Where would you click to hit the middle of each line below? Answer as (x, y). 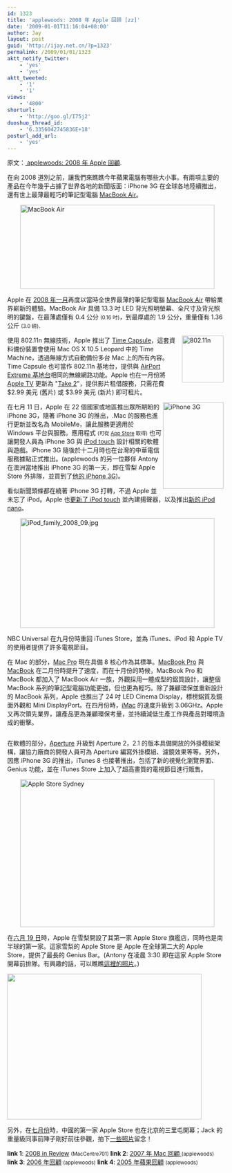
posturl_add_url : (32, 136)
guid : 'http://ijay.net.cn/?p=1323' (60, 46)
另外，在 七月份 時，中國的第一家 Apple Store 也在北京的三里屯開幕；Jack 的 (115, 1130)
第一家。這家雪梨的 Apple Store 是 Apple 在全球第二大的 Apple (114, 946)
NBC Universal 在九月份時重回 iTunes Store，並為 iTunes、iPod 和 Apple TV (115, 639)
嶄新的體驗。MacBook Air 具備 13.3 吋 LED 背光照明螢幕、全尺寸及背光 (113, 308)
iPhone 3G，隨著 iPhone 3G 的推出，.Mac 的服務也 (80, 416)
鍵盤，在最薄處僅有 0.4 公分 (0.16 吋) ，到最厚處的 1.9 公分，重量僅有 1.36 (121, 317)
